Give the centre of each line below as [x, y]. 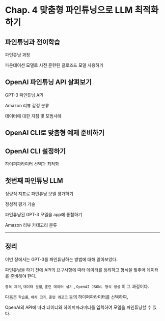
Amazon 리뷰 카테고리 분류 [31, 225]
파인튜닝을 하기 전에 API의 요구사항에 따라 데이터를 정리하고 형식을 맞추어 [75, 270]
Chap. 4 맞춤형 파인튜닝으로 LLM [69, 10]
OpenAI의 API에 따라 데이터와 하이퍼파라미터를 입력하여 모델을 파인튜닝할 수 [78, 307]
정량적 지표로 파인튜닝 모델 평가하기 [39, 193]
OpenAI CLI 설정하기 [36, 151]
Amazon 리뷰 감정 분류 [27, 105]
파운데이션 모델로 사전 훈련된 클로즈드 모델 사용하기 [54, 65]
